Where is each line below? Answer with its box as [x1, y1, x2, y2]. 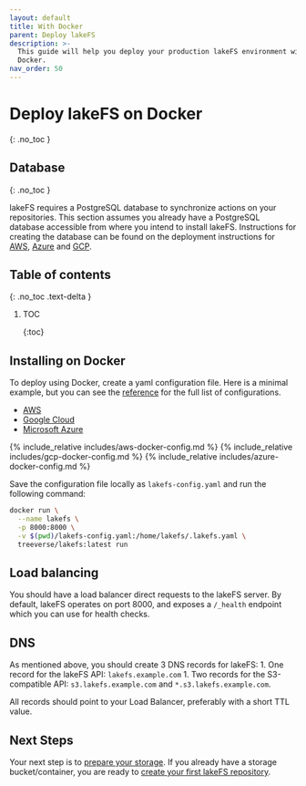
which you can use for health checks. [9, 608, 150, 620]
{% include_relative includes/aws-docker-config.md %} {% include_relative [9, 441, 293, 452]
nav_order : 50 [9, 65, 64, 74]
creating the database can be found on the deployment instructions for [9, 231, 276, 242]
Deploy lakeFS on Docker [9, 104, 203, 124]
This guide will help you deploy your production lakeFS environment [17, 47, 287, 57]
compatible [9, 678, 52, 689]
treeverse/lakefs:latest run [17, 540, 128, 549]
